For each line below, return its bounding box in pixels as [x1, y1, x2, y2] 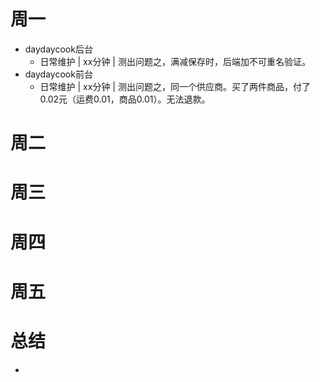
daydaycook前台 [24, 68, 93, 80]
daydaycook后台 [24, 43, 93, 55]
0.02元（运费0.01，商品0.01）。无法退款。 [39, 93, 211, 105]
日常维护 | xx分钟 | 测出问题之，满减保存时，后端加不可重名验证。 [39, 55, 311, 67]
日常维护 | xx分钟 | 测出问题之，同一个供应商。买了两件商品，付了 [39, 80, 311, 92]
